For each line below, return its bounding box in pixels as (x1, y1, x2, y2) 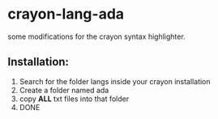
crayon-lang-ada (7, 5, 125, 23)
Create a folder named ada (19, 85, 109, 95)
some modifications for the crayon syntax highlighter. (7, 32, 186, 41)
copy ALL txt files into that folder (19, 94, 130, 104)
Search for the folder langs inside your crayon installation (19, 76, 212, 86)
